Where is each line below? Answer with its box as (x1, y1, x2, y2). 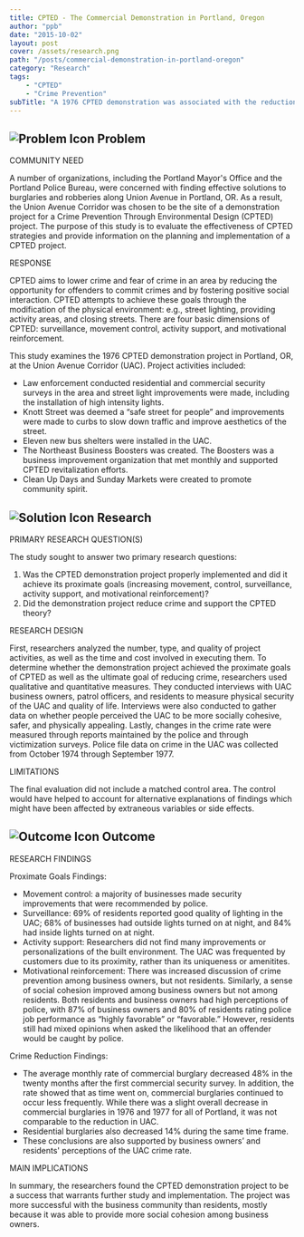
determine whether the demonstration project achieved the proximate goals (9, 662, 291, 672)
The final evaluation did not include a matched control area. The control (9, 784, 276, 794)
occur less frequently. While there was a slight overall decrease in (22, 1097, 269, 1107)
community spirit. (22, 484, 89, 495)
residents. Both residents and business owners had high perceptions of (22, 994, 289, 1005)
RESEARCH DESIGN (9, 625, 84, 635)
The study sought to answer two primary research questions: (9, 552, 238, 562)
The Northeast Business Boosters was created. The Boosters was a (22, 445, 274, 456)
